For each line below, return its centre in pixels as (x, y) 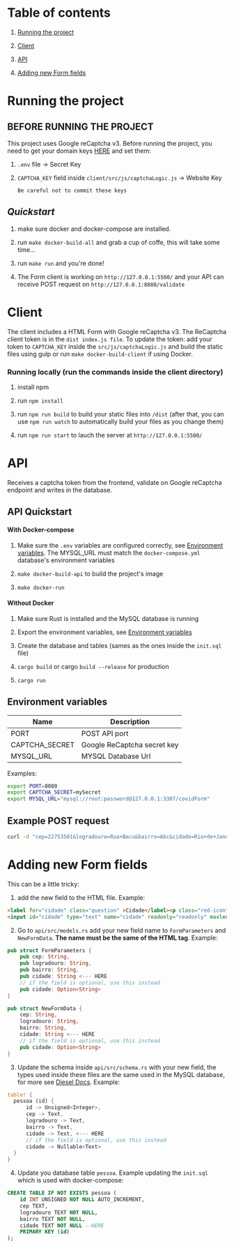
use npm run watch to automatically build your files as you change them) (120, 421)
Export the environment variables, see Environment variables (105, 632)
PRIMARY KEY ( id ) (45, 1232)
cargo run (32, 681)
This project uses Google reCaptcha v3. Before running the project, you (110, 143)
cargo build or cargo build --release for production (93, 666)
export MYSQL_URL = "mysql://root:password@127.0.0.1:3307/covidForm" (109, 799)
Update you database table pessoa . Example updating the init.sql (113, 1173)
